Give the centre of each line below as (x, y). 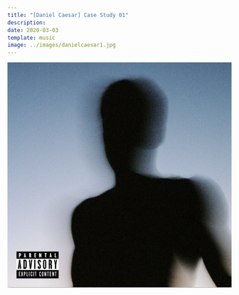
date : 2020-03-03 (33, 30)
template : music (31, 38)
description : (27, 22)
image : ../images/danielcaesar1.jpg (62, 45)
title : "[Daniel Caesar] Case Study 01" (68, 15)
